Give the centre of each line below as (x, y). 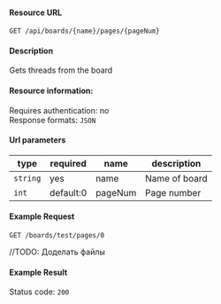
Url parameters (38, 140)
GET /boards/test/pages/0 (57, 236)
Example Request (42, 216)
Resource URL (36, 12)
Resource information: (51, 90)
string (27, 178)
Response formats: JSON (53, 120)
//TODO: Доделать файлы (57, 252)
